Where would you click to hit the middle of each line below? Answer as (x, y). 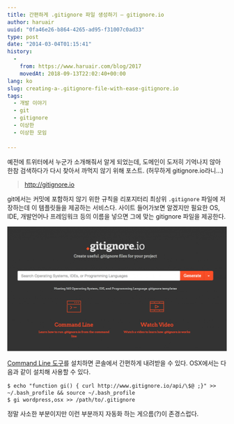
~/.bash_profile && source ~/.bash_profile (71, 393)
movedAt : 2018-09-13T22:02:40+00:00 (73, 73)
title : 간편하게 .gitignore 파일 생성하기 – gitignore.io (86, 15)
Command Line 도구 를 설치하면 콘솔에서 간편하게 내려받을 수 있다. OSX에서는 (113, 363)
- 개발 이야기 (30, 103)
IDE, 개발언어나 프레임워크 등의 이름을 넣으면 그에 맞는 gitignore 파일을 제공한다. (117, 216)
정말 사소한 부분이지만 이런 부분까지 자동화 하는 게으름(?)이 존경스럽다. (103, 414)
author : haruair (31, 22)
